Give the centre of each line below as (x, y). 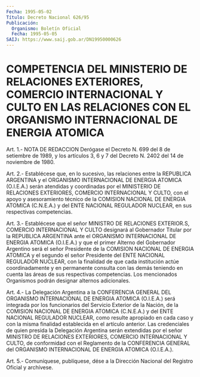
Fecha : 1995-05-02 (29, 12)
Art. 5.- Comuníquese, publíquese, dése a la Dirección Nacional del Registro (100, 361)
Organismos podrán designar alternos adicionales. (68, 280)
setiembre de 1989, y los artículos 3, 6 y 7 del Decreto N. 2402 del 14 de (95, 156)
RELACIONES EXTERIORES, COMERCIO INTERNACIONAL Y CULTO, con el (98, 193)
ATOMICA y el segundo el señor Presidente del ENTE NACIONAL (86, 255)
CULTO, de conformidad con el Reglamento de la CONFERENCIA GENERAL (98, 343)
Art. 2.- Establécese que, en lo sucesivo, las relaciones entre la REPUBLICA (99, 174)
